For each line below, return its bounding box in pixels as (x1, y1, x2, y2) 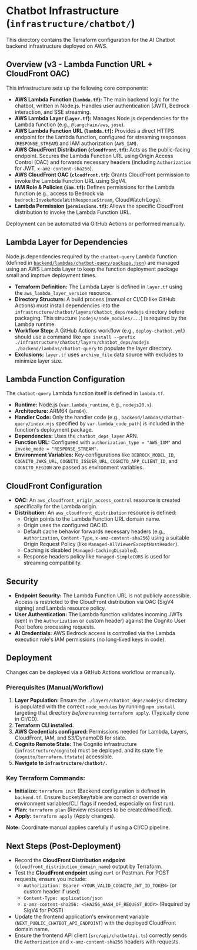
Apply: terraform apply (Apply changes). (14, 813, 116, 820)
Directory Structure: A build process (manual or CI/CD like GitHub (14, 295, 176, 303)
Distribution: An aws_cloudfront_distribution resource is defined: (14, 509, 177, 517)
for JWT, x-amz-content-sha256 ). (14, 165, 94, 172)
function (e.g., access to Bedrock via (14, 190, 104, 197)
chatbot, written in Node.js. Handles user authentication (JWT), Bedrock (14, 102, 190, 109)
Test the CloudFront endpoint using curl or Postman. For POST (14, 869, 169, 876)
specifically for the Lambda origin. (14, 503, 98, 510)
